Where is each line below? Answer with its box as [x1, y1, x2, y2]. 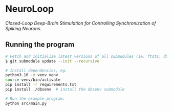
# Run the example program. [5, 96, 66, 101]
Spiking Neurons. [5, 25, 42, 31]
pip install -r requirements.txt [5, 82, 77, 87]
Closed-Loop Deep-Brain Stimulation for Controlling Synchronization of [5, 20, 156, 26]
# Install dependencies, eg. [5, 68, 68, 73]
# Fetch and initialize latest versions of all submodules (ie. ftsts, [5, 54, 161, 59]
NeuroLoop [5, 3, 54, 15]
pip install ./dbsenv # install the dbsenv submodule [5, 87, 125, 92]
